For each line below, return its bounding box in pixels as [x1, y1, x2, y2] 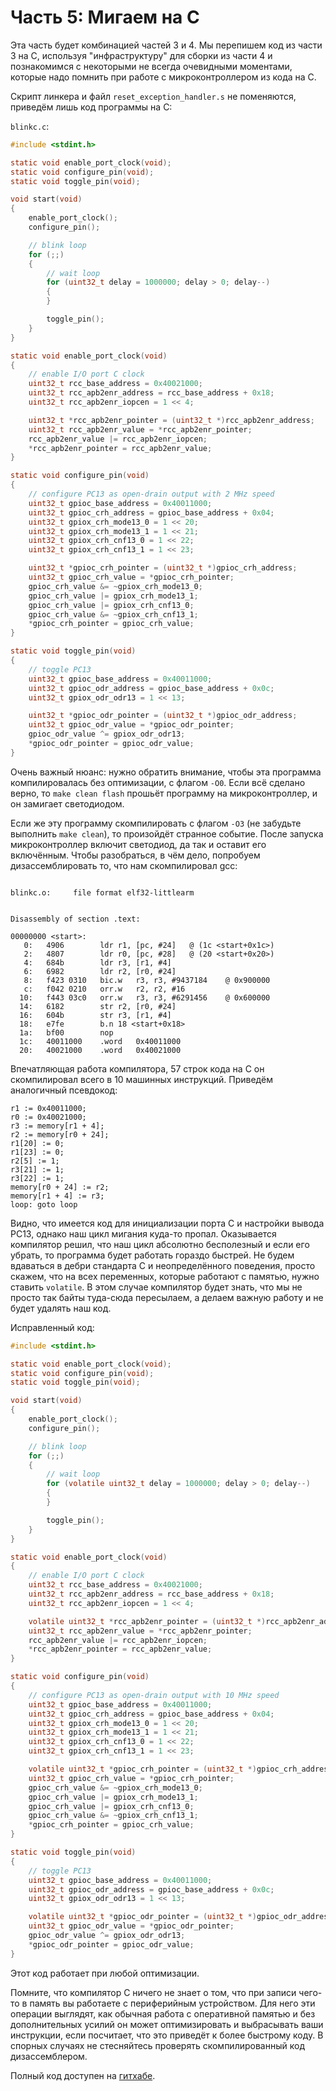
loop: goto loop [10, 1199, 78, 1210]
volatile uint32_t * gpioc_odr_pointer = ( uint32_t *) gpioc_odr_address [28, 1912, 333, 1922]
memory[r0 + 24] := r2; [10, 1182, 110, 1192]
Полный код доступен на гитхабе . [10, 2069, 156, 2081]
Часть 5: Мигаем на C [10, 6, 200, 29]
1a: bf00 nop [19, 1027, 114, 1038]
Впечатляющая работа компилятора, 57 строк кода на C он [10, 1062, 265, 1075]
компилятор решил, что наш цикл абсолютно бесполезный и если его [10, 1238, 310, 1250]
